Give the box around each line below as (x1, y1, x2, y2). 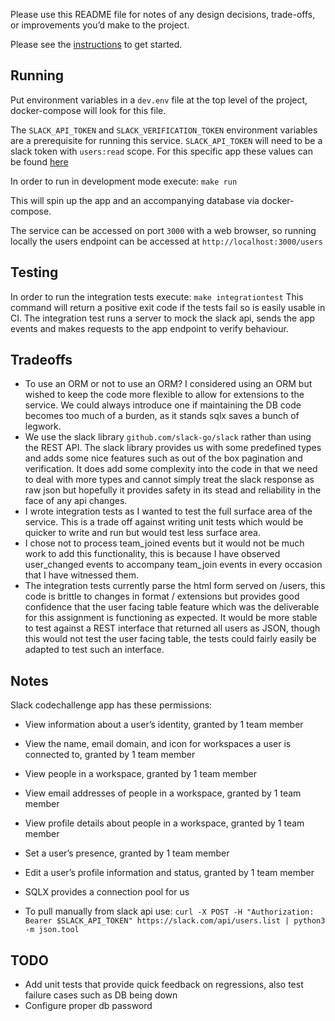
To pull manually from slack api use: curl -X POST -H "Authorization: (24, 905, 315, 918)
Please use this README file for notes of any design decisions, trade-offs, (10, 9, 316, 20)
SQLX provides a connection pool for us (24, 886, 190, 898)
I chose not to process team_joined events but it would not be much (24, 537, 305, 549)
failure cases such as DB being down (24, 989, 178, 1001)
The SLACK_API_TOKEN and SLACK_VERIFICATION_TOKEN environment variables (10, 124, 318, 136)
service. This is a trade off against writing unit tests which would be (24, 516, 304, 528)
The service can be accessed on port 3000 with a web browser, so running (10, 224, 317, 236)
